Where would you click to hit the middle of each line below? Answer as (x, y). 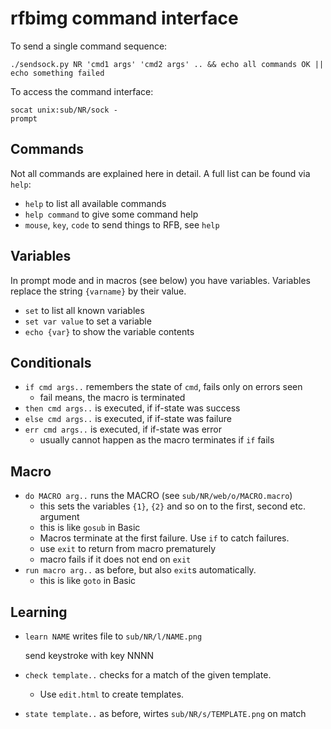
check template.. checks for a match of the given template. (148, 675)
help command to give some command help (111, 214)
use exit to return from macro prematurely (128, 549)
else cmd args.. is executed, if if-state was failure (128, 419)
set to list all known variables (84, 310)
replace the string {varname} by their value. (98, 291)
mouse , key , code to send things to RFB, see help (122, 224)
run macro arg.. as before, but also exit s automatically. (140, 570)
